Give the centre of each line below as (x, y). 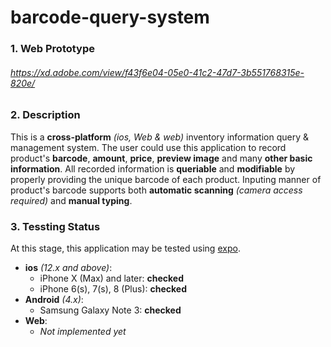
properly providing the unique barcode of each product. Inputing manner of (166, 179)
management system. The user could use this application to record (148, 147)
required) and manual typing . (71, 200)
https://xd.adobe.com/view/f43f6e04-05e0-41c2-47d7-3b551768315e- (157, 72)
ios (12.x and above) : (68, 267)
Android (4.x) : (54, 299)
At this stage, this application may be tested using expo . (125, 248)
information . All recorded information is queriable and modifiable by (153, 168)
